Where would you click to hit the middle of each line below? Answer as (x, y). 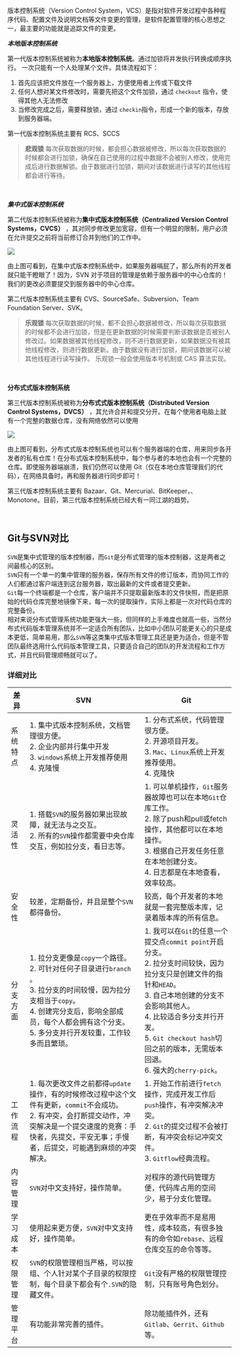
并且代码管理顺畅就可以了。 (60, 655)
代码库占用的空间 (187, 1188)
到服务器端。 (36, 118)
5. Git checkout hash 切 (184, 1038)
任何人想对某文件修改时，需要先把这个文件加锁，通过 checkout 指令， (119, 92)
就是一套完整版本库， (180, 907)
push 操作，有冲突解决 (181, 1105)
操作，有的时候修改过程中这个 (79, 1095)
